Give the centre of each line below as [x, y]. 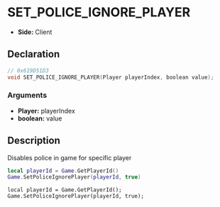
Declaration [34, 54]
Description [34, 141]
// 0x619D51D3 [28, 71]
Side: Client [35, 32]
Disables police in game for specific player [70, 157]
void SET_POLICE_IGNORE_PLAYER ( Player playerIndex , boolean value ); [111, 77]
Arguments [27, 95]
